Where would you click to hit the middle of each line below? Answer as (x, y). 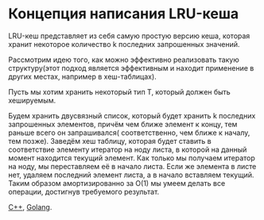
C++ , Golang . (30, 206)
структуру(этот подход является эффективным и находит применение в (131, 68)
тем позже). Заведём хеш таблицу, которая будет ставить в (110, 141)
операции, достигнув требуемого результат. (84, 191)
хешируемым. (32, 100)
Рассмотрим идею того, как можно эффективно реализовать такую (124, 60)
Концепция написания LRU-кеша (124, 14)
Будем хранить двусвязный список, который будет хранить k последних (132, 115)
